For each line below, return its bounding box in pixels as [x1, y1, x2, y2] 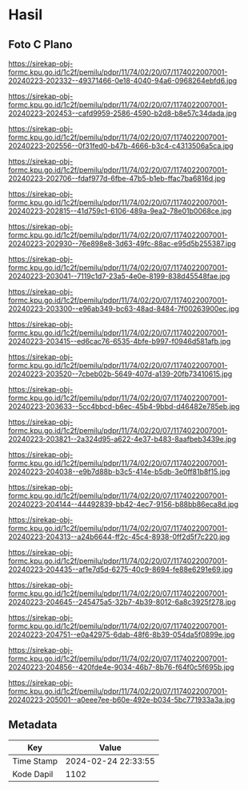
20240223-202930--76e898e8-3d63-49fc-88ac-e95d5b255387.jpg [8, 239, 236, 248]
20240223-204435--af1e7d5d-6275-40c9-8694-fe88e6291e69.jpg [8, 565, 234, 574]
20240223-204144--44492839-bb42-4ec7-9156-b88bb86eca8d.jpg [8, 500, 238, 508]
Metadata [8, 718, 58, 731]
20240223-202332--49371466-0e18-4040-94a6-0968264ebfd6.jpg [8, 76, 238, 85]
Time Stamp [12, 756, 58, 767]
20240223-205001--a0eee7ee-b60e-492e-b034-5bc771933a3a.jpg [8, 695, 236, 704]
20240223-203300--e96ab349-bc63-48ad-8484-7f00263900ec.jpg [8, 304, 240, 314]
